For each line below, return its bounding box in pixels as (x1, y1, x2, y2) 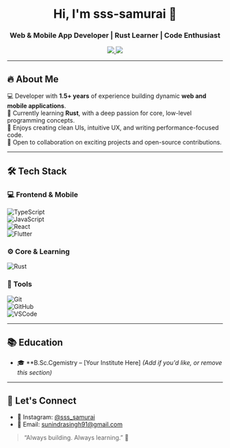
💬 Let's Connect (7, 395, 77, 406)
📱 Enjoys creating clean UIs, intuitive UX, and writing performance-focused (7, 123, 219, 132)
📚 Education (7, 336, 64, 348)
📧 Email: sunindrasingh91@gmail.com (16, 421, 123, 429)
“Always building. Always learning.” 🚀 (23, 434, 129, 442)
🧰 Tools (7, 279, 32, 289)
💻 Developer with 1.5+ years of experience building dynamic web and (7, 92, 207, 100)
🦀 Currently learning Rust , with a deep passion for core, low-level (7, 109, 192, 117)
